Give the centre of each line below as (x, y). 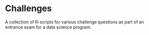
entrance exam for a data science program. (48, 27)
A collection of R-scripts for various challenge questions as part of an (74, 22)
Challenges (28, 9)
